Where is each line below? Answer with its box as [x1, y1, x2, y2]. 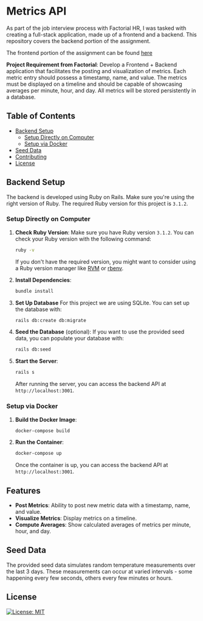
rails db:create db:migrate [15, 317, 86, 323]
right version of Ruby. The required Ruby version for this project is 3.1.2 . [6, 200, 188, 207]
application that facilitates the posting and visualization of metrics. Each [6, 67, 187, 74]
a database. [6, 93, 36, 100]
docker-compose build [15, 427, 70, 433]
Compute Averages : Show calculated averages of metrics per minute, [15, 521, 191, 528]
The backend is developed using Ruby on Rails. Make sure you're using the [6, 193, 194, 200]
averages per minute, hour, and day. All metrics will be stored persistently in [6, 86, 196, 94]
